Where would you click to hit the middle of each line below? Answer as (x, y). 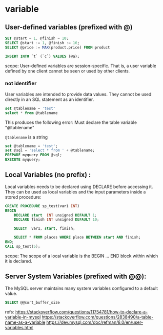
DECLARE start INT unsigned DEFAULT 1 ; (55, 215)
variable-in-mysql (23, 317)
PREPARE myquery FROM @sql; (34, 155)
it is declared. (19, 261)
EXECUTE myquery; (23, 160)
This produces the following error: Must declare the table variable (71, 122)
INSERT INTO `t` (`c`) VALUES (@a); (42, 56)
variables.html (19, 327)
